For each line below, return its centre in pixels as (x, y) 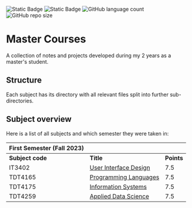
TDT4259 (23, 196)
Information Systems (118, 187)
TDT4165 (23, 177)
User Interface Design (120, 167)
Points (174, 158)
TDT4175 (23, 187)
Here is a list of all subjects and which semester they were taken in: (87, 133)
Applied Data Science (119, 196)
